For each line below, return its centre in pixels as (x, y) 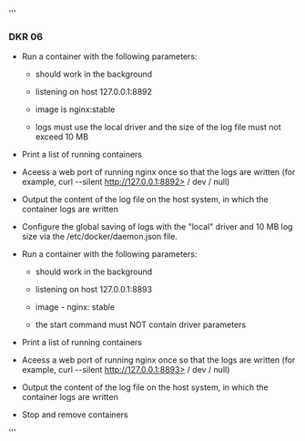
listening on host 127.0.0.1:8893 (93, 290)
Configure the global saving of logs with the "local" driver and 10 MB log (157, 227)
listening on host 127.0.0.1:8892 (93, 92)
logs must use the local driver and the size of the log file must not (158, 128)
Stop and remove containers (75, 415)
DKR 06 (25, 36)
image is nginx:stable (75, 109)
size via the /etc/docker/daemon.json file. (100, 237)
